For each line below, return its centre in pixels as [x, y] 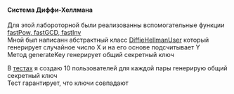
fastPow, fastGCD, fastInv [44, 33]
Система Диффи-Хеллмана [50, 10]
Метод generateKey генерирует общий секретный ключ [91, 55]
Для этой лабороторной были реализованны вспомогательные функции [116, 25]
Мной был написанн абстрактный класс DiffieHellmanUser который [108, 40]
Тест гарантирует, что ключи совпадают [68, 83]
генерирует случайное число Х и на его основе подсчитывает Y [104, 47]
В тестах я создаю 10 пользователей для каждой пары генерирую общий [117, 68]
